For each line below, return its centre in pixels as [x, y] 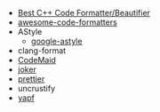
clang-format [42, 51]
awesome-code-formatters [67, 22]
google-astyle [56, 41]
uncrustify [36, 88]
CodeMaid [36, 60]
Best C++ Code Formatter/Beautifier [84, 13]
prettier [31, 79]
